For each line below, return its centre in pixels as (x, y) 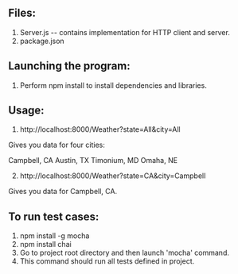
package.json (42, 41)
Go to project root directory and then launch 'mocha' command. (124, 253)
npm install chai (45, 244)
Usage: (27, 111)
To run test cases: (54, 216)
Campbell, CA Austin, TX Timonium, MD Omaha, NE (93, 161)
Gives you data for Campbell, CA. (63, 192)
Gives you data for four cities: (57, 145)
